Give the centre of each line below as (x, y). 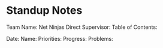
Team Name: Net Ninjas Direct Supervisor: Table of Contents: (82, 27)
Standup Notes (44, 10)
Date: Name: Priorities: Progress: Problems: (60, 38)
